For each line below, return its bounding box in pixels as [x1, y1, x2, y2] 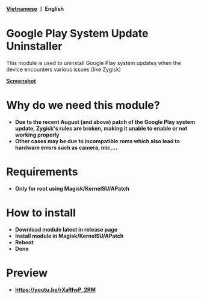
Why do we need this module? [6, 99, 161, 113]
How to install [6, 206, 76, 220]
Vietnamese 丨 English [6, 5, 64, 12]
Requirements [6, 165, 78, 179]
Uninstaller [6, 40, 63, 53]
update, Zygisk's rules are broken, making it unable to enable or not [14, 125, 188, 132]
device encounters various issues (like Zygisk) [6, 66, 122, 73]
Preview [6, 266, 48, 280]
